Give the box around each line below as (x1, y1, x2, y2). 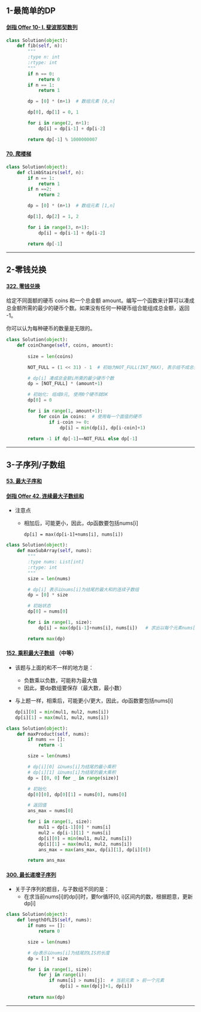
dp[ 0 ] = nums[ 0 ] (28, 608, 68, 614)
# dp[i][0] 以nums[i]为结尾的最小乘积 (28, 764, 117, 770)
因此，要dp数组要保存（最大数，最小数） (23, 684, 125, 691)
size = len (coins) (28, 353, 74, 359)
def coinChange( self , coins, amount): (17, 342, 114, 348)
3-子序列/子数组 (6, 459, 66, 470)
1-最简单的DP (6, 5, 56, 16)
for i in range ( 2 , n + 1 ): (28, 120, 90, 126)
